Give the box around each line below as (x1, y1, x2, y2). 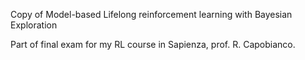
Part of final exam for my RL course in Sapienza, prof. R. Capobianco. (10, 39, 296, 50)
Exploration (10, 19, 58, 31)
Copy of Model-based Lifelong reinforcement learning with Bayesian (10, 9, 293, 20)
